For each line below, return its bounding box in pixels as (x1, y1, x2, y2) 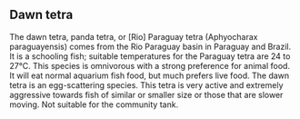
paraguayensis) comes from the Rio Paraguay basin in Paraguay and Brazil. (9, 41, 292, 52)
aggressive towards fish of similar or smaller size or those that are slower (9, 89, 284, 100)
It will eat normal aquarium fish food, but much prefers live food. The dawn (9, 70, 290, 81)
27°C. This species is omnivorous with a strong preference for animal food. (9, 60, 291, 71)
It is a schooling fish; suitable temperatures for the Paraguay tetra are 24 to (9, 50, 291, 62)
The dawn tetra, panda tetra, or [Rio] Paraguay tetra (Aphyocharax (9, 31, 258, 42)
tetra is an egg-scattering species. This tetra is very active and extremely (9, 79, 284, 90)
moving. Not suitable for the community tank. (9, 99, 179, 110)
